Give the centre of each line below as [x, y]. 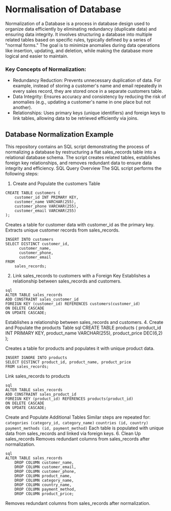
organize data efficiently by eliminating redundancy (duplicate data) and [81, 29]
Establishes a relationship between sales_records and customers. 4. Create [84, 322]
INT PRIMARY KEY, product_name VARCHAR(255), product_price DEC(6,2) [84, 333]
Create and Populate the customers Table [56, 184]
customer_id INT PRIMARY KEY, [47, 197]
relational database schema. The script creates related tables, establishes [83, 158]
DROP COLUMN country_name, [43, 485]
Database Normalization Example [59, 134]
